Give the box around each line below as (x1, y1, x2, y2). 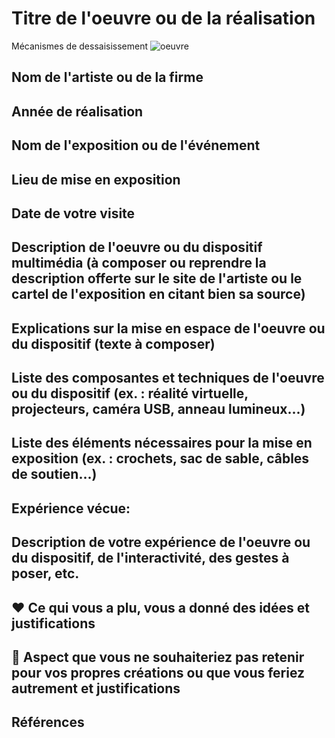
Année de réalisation (11, 103, 144, 120)
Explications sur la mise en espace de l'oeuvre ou (11, 320, 326, 337)
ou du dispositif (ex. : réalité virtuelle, (11, 385, 249, 402)
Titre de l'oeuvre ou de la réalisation (11, 7, 316, 30)
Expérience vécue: (11, 500, 131, 517)
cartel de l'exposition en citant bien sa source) (11, 286, 306, 303)
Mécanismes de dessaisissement (11, 40, 149, 52)
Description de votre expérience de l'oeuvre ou (11, 534, 311, 551)
